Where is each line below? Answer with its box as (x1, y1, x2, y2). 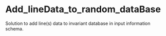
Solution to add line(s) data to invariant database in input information (5, 20, 151, 26)
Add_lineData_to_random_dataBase (5, 4, 161, 15)
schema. (5, 25, 24, 31)
